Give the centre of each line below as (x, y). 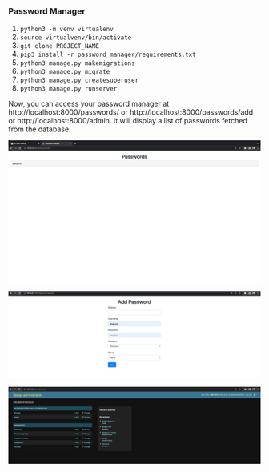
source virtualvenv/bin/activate (76, 38)
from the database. (40, 129)
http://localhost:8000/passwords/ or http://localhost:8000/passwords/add (131, 112)
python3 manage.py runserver (68, 89)
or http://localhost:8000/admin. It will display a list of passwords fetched (128, 121)
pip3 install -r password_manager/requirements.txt (108, 55)
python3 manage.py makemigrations (77, 63)
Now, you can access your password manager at (89, 104)
